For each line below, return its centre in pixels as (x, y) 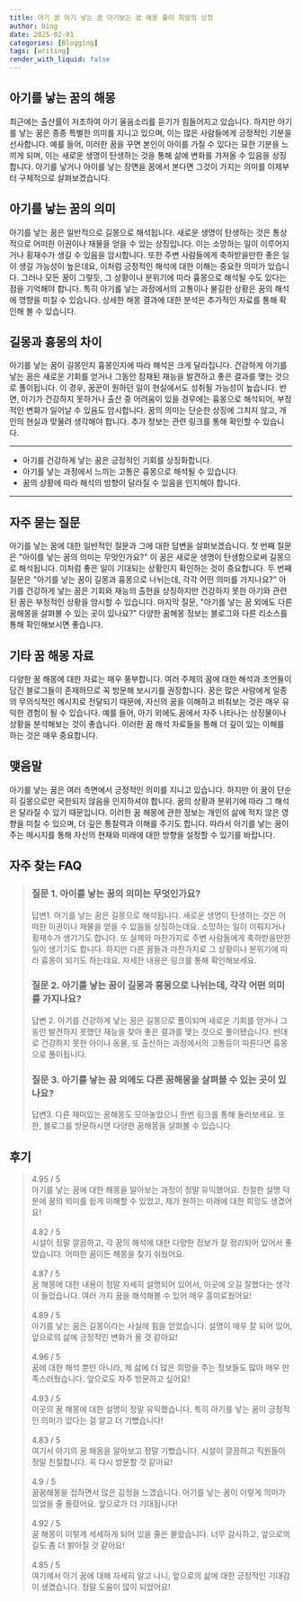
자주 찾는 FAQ (46, 866)
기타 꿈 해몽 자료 (52, 656)
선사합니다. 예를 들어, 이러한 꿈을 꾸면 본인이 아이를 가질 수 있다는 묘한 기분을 (145, 144)
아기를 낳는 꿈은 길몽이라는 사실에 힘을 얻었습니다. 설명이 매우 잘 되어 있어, (162, 1326)
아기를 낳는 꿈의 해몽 (62, 99)
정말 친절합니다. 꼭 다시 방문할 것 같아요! (102, 1462)
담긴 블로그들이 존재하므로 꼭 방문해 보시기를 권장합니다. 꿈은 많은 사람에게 (140, 690)
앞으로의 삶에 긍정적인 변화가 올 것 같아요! (104, 1336)
